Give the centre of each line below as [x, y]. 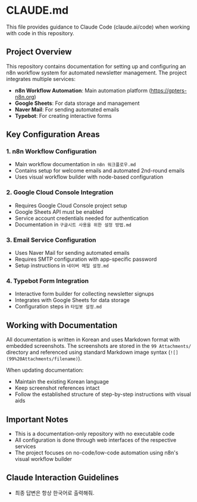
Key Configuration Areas [53, 135]
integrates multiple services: [41, 79]
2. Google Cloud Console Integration [60, 192]
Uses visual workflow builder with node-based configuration [89, 177]
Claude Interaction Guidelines [62, 478]
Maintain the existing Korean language [62, 382]
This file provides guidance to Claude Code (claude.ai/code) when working [98, 27]
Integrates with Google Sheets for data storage [72, 300]
